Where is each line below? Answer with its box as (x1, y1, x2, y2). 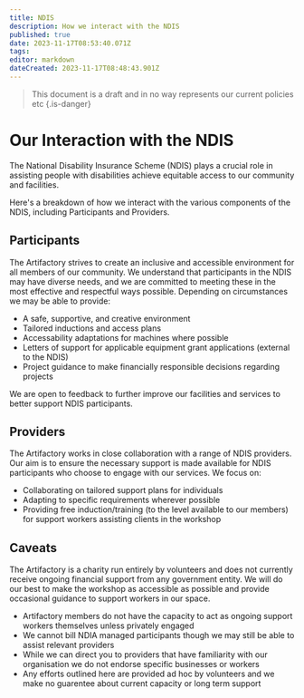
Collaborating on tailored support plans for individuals (22, 485, 223, 496)
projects (22, 371, 54, 382)
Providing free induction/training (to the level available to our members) (22, 504, 290, 515)
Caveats (9, 540, 57, 556)
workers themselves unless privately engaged (22, 620, 195, 631)
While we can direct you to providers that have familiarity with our (22, 649, 269, 660)
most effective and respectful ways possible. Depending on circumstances (9, 286, 288, 296)
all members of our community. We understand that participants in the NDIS (9, 267, 292, 277)
